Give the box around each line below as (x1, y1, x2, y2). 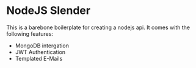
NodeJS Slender (6, 4, 90, 18)
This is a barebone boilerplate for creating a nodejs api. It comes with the (6, 24, 191, 31)
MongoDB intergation (15, 42, 69, 49)
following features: (6, 30, 54, 37)
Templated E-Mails (15, 55, 63, 62)
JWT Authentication (15, 48, 66, 55)
